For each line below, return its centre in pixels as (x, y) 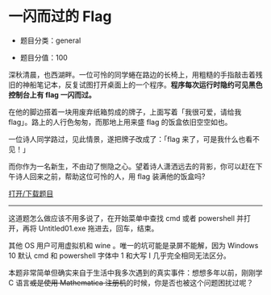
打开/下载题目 (31, 193)
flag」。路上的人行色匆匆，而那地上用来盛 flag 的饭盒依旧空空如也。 (120, 122)
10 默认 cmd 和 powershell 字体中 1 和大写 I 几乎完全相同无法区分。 (120, 256)
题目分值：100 (44, 57)
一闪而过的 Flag (60, 17)
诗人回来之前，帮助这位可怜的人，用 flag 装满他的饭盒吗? (110, 176)
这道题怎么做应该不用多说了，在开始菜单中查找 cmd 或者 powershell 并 (126, 218)
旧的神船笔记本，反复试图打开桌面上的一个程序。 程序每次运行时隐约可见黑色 (135, 85)
